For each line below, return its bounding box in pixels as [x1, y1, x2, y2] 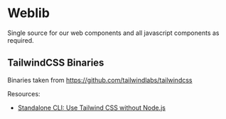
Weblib [7, 5, 50, 21]
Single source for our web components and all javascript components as [7, 29, 220, 37]
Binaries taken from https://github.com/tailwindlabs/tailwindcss [7, 76, 193, 84]
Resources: [7, 89, 41, 98]
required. [7, 36, 34, 44]
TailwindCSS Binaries [7, 57, 104, 69]
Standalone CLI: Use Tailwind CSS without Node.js [17, 103, 166, 112]
